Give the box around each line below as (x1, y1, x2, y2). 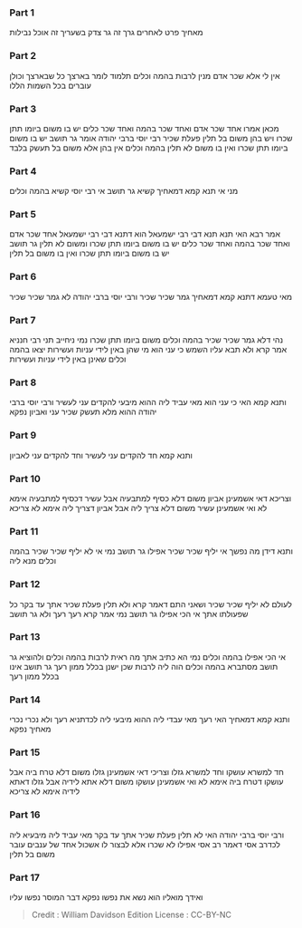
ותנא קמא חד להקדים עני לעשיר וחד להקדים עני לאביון (9, 449, 193, 460)
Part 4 (9, 165, 37, 178)
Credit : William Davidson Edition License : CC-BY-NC (31, 909, 232, 921)
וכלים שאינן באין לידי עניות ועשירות (9, 353, 127, 364)
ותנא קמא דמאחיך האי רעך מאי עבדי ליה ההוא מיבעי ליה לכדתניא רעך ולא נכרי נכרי (9, 714, 290, 725)
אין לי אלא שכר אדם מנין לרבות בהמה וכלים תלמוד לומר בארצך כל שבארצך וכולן (9, 70, 280, 81)
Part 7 (9, 314, 36, 326)
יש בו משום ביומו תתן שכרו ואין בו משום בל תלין (9, 247, 170, 259)
